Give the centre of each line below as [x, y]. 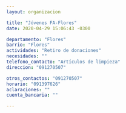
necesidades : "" [27, 56]
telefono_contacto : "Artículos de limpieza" [63, 62]
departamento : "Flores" [36, 39]
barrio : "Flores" [28, 45]
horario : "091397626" [34, 84]
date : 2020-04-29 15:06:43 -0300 [48, 28]
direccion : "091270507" [36, 67]
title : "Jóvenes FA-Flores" [42, 23]
